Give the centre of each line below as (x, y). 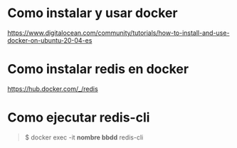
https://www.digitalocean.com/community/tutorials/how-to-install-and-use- (118, 33)
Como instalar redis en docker (98, 69)
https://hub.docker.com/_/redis (53, 89)
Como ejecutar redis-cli (79, 118)
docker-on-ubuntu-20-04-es (50, 40)
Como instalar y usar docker (93, 13)
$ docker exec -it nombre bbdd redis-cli (84, 137)
